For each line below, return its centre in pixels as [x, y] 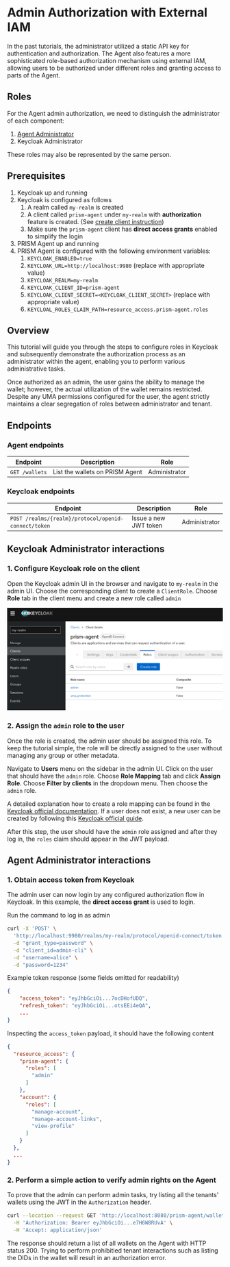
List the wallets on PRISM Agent [97, 471]
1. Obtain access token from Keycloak [71, 880]
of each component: [36, 121]
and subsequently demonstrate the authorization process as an [97, 354]
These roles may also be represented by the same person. [89, 154]
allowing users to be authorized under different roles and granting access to [114, 68]
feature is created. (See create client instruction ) [95, 221]
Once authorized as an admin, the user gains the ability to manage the [106, 382]
